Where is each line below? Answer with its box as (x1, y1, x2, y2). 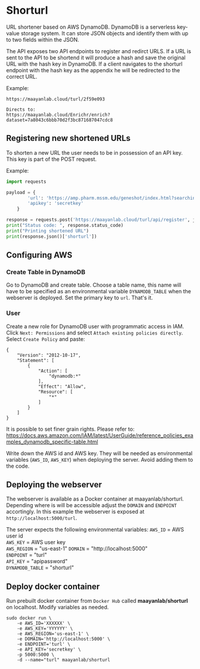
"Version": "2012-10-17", (17, 352, 82, 358)
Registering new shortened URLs (6, 133, 131, 143)
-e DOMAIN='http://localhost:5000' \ (17, 636, 111, 642)
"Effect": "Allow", (37, 383, 86, 389)
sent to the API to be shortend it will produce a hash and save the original (6, 54, 186, 61)
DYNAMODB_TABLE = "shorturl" (6, 564, 74, 571)
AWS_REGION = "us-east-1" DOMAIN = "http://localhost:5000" (6, 545, 148, 553)
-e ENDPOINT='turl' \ (17, 642, 70, 647)
